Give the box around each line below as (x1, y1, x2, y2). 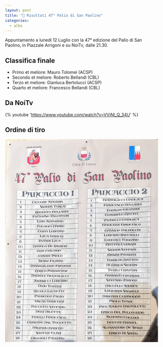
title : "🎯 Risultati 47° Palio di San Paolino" (5, 13, 103, 18)
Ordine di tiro (5, 126, 45, 134)
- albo (9, 23, 23, 28)
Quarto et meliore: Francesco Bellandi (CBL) (12, 85, 100, 91)
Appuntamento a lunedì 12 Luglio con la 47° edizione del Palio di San (5, 37, 142, 43)
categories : (5, 18, 29, 23)
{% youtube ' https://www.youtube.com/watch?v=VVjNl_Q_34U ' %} (5, 112, 139, 118)
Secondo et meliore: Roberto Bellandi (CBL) (12, 74, 99, 80)
